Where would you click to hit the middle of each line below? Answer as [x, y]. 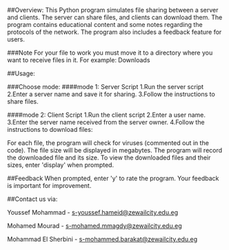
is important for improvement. [49, 185]
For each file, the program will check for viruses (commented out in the [108, 143]
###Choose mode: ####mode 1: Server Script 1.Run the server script [106, 87]
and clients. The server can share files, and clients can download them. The [115, 17]
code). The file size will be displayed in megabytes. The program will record [115, 150]
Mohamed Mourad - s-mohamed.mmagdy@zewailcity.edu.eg [94, 226]
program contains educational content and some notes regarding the [105, 25]
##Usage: [21, 73]
